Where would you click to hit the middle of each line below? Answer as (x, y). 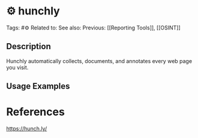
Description (28, 46)
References (35, 112)
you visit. (17, 67)
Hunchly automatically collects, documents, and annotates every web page (99, 61)
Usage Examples (38, 86)
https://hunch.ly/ (27, 129)
